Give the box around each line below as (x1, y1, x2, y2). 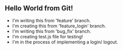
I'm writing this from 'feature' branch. (12, 17, 91, 23)
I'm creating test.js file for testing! (12, 33, 83, 39)
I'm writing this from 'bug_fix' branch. (12, 28, 91, 34)
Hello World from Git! (5, 4, 73, 13)
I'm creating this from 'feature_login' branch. (12, 23, 106, 29)
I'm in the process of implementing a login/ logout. (12, 39, 118, 45)
